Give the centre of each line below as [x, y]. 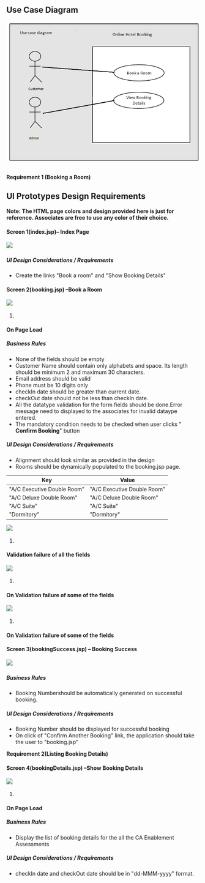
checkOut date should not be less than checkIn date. [82, 398]
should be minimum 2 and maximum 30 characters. [80, 372]
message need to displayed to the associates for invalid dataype [96, 411]
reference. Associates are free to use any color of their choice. [88, 217]
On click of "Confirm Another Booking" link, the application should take [105, 735]
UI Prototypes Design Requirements [76, 196]
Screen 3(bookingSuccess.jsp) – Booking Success [72, 649]
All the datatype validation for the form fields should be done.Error [99, 404]
